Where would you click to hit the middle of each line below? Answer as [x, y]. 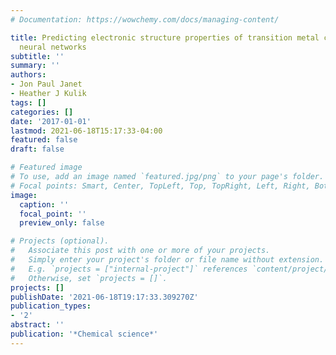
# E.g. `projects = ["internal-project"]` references [129, 269]
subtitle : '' [37, 56]
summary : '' [35, 66]
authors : [28, 75]
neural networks [53, 47]
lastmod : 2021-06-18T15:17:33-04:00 [86, 131]
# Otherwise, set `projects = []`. [89, 278]
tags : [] [28, 102]
